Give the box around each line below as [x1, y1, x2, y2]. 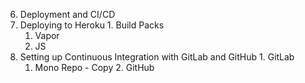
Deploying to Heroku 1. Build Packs [19, 19, 165, 31]
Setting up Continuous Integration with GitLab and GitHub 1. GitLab [19, 51, 295, 63]
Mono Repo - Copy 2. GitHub [34, 62, 155, 73]
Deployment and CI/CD [19, 9, 116, 20]
